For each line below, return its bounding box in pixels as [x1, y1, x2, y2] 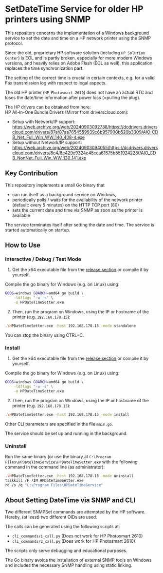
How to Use [5, 241, 41, 249]
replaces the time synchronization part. [5, 65, 84, 71]
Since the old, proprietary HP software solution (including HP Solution [5, 50, 145, 56]
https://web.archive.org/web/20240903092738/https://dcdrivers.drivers [12, 123, 158, 130]
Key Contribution [5, 169, 58, 178]
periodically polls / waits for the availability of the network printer [12, 197, 143, 203]
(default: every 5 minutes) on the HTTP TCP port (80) [12, 202, 119, 208]
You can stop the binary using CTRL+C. [5, 332, 84, 338]
